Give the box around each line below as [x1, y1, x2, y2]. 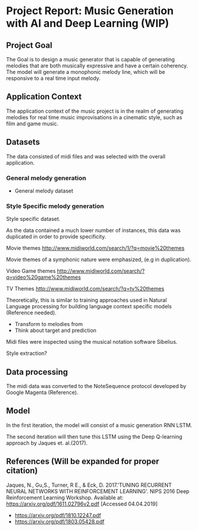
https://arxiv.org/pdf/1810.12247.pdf [14, 512, 102, 519]
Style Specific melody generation [6, 202, 105, 210]
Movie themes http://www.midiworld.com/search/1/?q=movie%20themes [6, 245, 185, 252]
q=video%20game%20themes [6, 273, 81, 281]
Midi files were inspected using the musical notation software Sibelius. [6, 338, 178, 346]
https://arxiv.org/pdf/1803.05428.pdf [14, 518, 105, 525]
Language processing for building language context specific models [6, 303, 172, 310]
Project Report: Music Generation [6, 4, 174, 18]
